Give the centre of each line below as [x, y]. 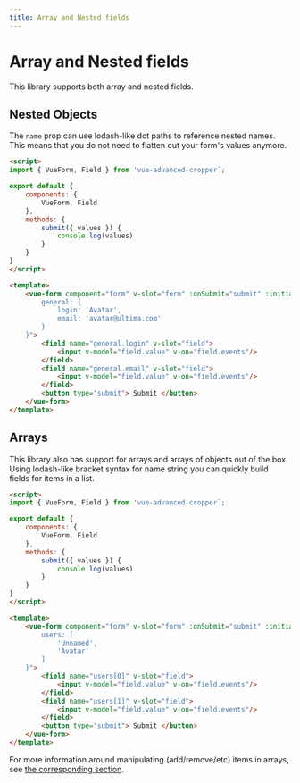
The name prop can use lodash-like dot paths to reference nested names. [142, 136]
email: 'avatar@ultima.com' [109, 319]
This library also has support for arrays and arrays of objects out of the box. [149, 459]
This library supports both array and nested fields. [101, 87]
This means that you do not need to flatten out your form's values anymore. [148, 146]
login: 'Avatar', [89, 310]
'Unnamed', [77, 643]
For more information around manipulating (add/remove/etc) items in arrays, [149, 759]
